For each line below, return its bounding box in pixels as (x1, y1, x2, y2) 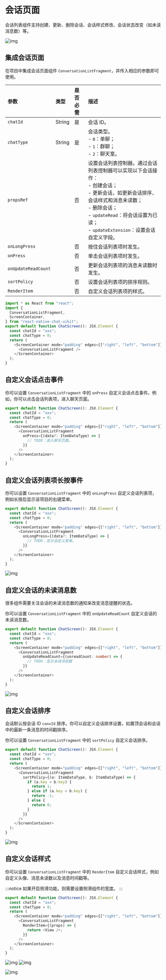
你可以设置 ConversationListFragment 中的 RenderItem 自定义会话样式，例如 (5, 869, 159, 874)
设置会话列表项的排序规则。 (88, 278, 153, 285)
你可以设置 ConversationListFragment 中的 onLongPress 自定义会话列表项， (5, 490, 157, 496)
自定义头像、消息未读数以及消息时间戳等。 (5, 875, 92, 881)
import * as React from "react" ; (5, 301, 74, 306)
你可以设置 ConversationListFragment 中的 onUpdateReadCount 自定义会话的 (5, 610, 157, 617)
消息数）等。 (5, 28, 31, 34)
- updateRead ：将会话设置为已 (88, 212, 158, 218)
